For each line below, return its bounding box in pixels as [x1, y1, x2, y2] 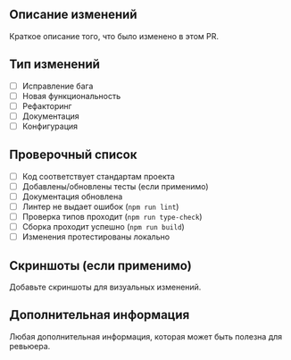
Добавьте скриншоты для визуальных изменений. [9, 281, 202, 292]
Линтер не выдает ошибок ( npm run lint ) [21, 201, 179, 212]
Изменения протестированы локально [21, 231, 170, 242]
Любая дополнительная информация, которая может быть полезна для [9, 331, 283, 342]
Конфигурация [21, 121, 79, 131]
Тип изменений [9, 57, 101, 72]
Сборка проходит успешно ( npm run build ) [21, 222, 185, 232]
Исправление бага [21, 80, 94, 91]
